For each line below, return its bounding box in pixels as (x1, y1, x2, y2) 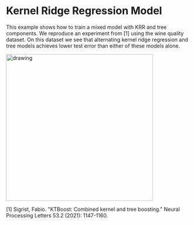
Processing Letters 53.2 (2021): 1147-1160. (6, 211, 108, 219)
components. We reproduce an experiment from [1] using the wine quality (6, 29, 184, 36)
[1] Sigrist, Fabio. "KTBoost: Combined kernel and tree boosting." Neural (6, 206, 181, 213)
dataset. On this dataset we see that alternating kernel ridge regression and (6, 36, 189, 43)
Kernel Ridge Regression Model (6, 4, 162, 18)
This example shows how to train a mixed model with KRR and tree (6, 23, 167, 31)
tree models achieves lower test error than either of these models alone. (6, 42, 181, 49)
